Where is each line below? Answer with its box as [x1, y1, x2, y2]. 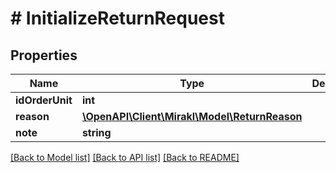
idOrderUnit [15, 93, 73, 107]
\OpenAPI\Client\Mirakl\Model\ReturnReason [81, 110, 303, 123]
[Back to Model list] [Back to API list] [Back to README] [10, 152, 240, 163]
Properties [10, 47, 78, 64]
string [81, 126, 112, 139]
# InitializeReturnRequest [10, 7, 225, 30]
